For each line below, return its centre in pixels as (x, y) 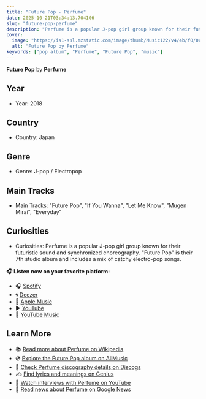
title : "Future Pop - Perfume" (46, 12)
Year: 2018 (29, 103)
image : (20, 40)
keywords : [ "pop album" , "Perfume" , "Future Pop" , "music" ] (85, 52)
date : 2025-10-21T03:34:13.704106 (51, 18)
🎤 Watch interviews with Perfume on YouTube (73, 382)
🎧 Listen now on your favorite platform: (58, 271)
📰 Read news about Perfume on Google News (73, 389)
